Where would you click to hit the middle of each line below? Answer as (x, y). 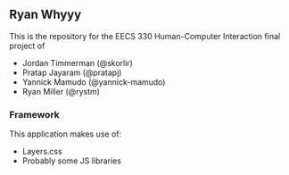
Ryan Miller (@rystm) (61, 91)
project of (27, 46)
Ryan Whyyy (45, 15)
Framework (34, 114)
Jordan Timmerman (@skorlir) (78, 62)
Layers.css (42, 152)
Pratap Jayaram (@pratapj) (72, 72)
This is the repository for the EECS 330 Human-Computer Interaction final (145, 36)
